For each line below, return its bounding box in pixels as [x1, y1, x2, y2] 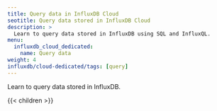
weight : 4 [7, 57, 37, 64]
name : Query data [20, 50, 72, 57]
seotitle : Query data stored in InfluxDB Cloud [7, 17, 151, 24]
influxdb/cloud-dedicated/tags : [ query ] [7, 63, 129, 70]
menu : [7, 37, 23, 44]
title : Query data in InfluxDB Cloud [7, 10, 119, 18]
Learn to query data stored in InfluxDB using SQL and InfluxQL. [13, 30, 211, 37]
